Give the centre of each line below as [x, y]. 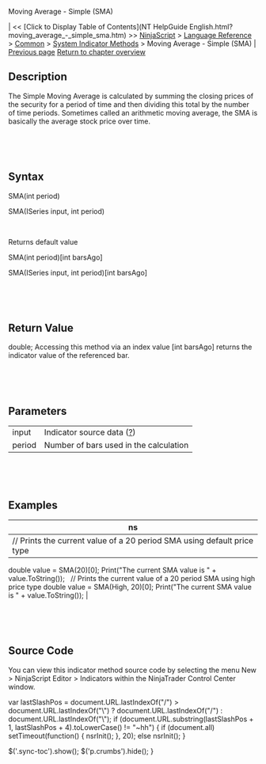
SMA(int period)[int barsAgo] [55, 257]
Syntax [26, 177]
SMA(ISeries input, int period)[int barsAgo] [78, 272]
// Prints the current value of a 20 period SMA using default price [133, 541]
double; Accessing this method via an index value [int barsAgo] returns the [130, 347]
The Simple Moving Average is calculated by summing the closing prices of [131, 96]
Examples [33, 505]
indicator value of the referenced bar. [69, 355]
